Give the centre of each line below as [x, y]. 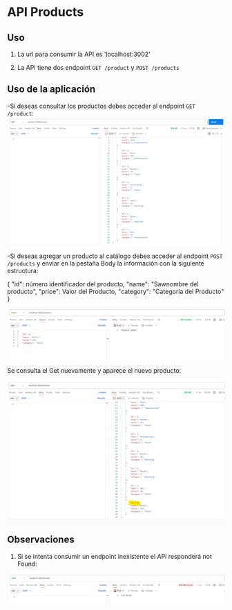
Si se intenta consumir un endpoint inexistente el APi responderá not [115, 556]
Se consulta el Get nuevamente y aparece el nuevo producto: [94, 371]
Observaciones [41, 540]
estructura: [23, 271]
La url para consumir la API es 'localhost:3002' [84, 54]
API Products [46, 12]
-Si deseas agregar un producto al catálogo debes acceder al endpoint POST [115, 256]
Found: [27, 564]
